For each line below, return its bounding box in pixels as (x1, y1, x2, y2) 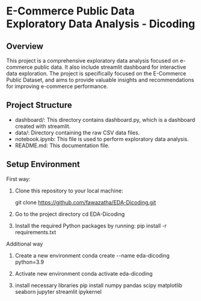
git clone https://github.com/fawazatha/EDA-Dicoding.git (14, 198, 156, 206)
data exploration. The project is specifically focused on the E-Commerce (6, 70, 187, 77)
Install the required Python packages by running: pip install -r (14, 222, 167, 229)
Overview (6, 41, 44, 51)
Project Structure (6, 100, 72, 110)
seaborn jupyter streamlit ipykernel (14, 288, 102, 295)
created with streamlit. (14, 122, 71, 130)
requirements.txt (14, 228, 57, 236)
